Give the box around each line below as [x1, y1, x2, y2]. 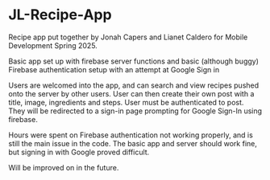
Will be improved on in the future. [8, 162, 119, 172]
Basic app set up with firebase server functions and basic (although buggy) [8, 56, 260, 66]
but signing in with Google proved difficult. [8, 147, 150, 157]
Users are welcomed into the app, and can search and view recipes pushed [8, 80, 260, 90]
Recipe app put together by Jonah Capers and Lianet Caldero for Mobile [8, 32, 248, 42]
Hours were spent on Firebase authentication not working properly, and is [8, 130, 254, 140]
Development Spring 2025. [8, 40, 98, 50]
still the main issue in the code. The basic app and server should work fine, [8, 138, 258, 148]
